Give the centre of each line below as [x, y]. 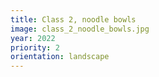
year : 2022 [33, 38]
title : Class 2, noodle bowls [73, 19]
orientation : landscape [60, 57]
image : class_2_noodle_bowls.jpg [80, 29]
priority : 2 [35, 47]
